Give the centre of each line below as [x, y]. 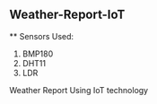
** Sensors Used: [42, 36]
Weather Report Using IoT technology [79, 90]
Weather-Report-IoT [67, 15]
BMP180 [38, 54]
